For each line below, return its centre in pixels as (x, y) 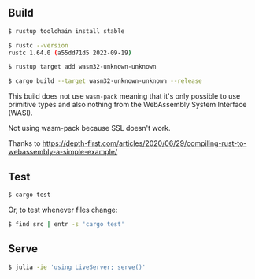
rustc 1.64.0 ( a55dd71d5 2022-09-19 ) (70, 53)
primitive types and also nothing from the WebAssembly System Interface (128, 105)
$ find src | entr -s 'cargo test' (67, 224)
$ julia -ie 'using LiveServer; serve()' (77, 267)
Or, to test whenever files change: (63, 210)
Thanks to (24, 143)
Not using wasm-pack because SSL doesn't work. (89, 128)
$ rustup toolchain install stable (67, 31)
